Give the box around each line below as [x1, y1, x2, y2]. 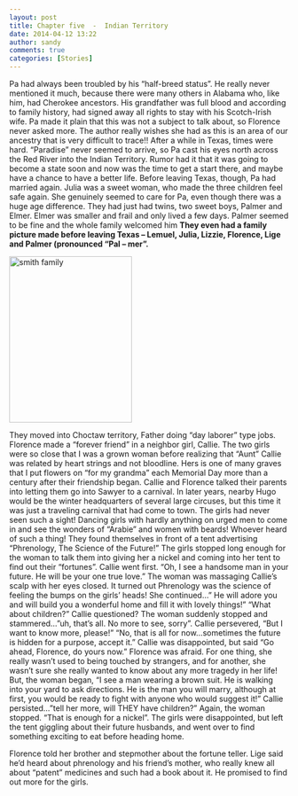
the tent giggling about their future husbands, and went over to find [9, 722, 255, 732]
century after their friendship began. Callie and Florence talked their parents [9, 477, 287, 488]
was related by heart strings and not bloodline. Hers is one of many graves [9, 458, 282, 468]
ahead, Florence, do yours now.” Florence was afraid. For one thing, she [9, 646, 272, 657]
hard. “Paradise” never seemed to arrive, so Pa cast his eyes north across [9, 144, 278, 155]
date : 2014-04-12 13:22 [9, 29, 98, 38]
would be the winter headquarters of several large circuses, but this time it [9, 496, 281, 506]
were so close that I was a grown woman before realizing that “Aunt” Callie [9, 449, 282, 459]
